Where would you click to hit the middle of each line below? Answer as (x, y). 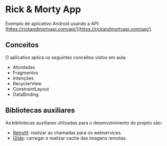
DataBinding (26, 94)
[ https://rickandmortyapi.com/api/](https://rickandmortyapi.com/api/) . (79, 29)
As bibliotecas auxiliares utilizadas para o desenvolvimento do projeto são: (84, 123)
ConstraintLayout (31, 89)
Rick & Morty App (43, 9)
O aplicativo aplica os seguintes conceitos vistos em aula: (66, 57)
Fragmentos (25, 72)
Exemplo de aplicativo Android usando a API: (52, 23)
